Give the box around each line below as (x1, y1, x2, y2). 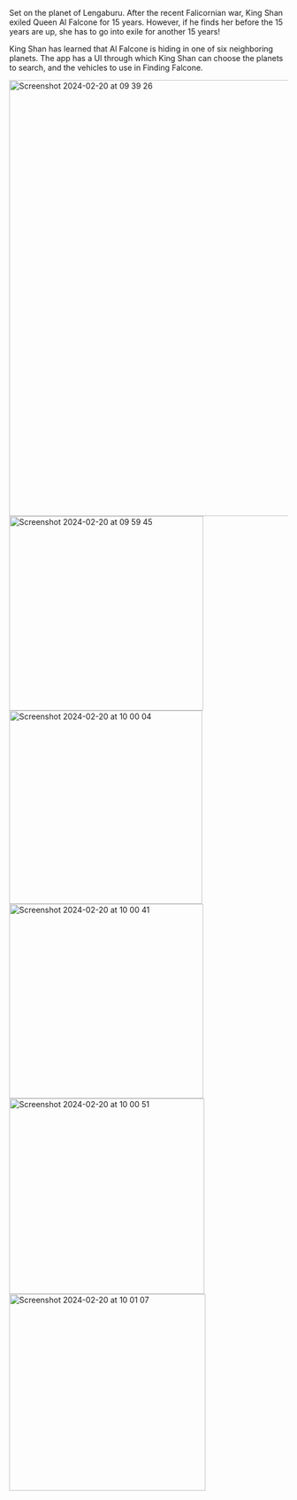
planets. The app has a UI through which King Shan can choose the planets (9, 53, 284, 63)
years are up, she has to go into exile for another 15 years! (9, 27, 221, 36)
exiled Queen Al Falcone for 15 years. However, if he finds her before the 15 (9, 17, 284, 27)
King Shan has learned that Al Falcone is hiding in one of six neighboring (9, 43, 274, 54)
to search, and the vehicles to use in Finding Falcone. (9, 62, 203, 73)
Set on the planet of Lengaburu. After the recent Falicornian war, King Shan (9, 8, 284, 18)
